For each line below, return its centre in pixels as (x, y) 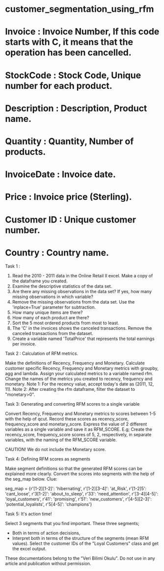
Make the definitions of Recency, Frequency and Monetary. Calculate (75, 363)
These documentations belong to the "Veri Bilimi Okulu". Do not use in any (80, 558)
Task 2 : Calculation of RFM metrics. (42, 353)
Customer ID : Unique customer (71, 219)
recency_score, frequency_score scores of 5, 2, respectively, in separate (78, 435)
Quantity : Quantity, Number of (69, 141)
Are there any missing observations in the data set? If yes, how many (82, 292)
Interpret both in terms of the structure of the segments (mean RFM (80, 538)
